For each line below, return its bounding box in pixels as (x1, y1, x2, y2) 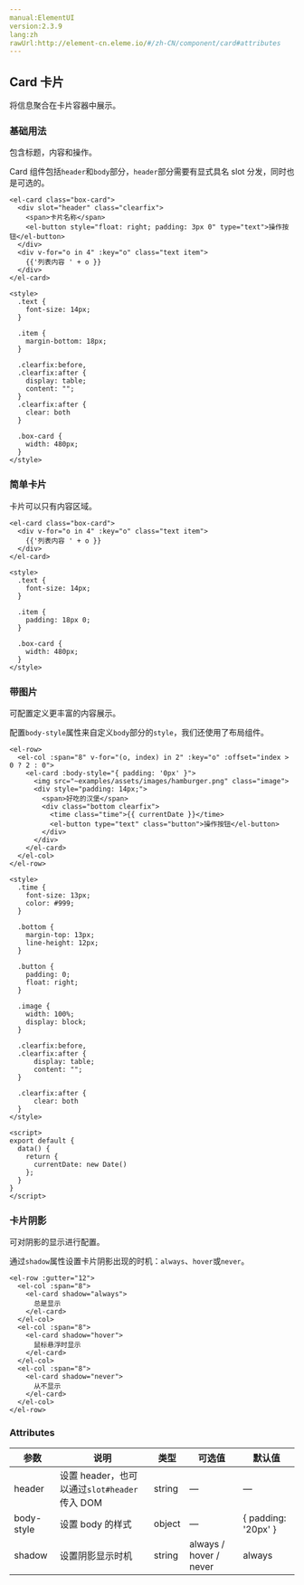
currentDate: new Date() (33, 1160, 128, 1169)
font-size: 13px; (25, 890, 91, 900)
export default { (9, 1136, 75, 1145)
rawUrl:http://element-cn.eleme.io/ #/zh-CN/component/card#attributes (9, 38, 281, 48)
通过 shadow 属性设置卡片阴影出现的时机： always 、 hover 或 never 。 (9, 1256, 250, 1267)
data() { (17, 1144, 51, 1153)
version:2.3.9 (9, 22, 63, 31)
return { (25, 1152, 59, 1161)
